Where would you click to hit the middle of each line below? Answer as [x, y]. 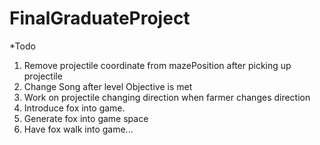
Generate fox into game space [86, 118]
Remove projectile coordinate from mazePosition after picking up [157, 65]
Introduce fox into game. [74, 108]
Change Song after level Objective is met [108, 86]
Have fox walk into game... [78, 129]
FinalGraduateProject [100, 18]
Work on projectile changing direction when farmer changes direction [167, 97]
